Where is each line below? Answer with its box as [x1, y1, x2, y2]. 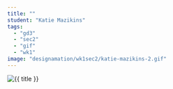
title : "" [7, 10, 36, 17]
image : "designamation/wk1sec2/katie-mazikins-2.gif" [7, 56, 167, 63]
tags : [7, 23, 23, 30]
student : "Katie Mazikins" [7, 17, 86, 24]
